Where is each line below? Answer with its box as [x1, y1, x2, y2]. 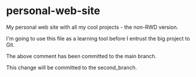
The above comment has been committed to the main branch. [6, 52, 157, 59]
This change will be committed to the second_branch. [6, 63, 137, 71]
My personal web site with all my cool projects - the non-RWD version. [6, 24, 179, 31]
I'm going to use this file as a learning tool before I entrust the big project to [6, 35, 191, 42]
